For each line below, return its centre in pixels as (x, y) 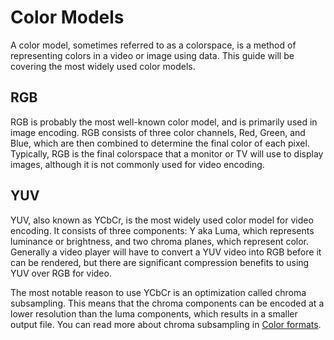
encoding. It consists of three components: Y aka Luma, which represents (162, 230)
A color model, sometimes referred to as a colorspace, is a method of (153, 45)
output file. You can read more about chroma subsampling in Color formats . (166, 324)
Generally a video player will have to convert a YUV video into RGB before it (166, 252)
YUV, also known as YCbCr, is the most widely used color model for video (162, 220)
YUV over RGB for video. (61, 273)
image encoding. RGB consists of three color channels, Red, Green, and (158, 132)
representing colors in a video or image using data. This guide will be (152, 55)
